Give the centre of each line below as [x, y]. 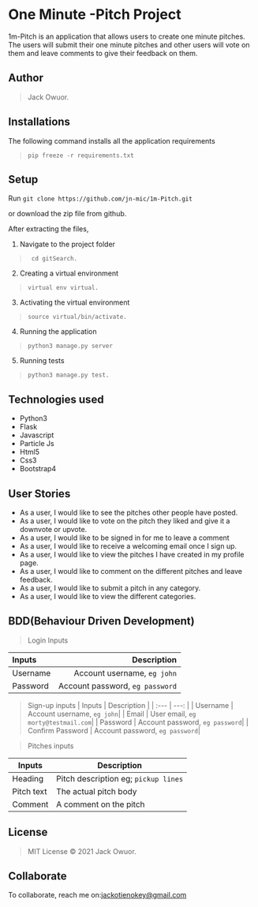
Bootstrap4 [38, 469]
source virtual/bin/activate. [77, 317]
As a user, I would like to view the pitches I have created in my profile [132, 555]
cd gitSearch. [54, 259]
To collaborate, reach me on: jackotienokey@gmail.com [97, 895]
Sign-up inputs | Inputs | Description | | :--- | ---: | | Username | [131, 705]
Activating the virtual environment [75, 302]
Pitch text [30, 791]
